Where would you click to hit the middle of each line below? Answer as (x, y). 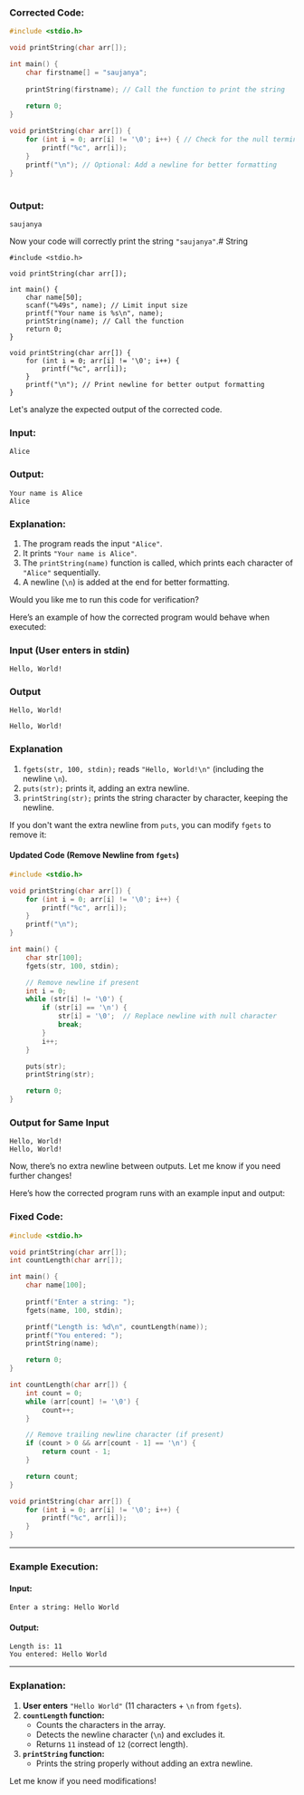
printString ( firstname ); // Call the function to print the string (155, 89)
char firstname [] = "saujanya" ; (86, 72)
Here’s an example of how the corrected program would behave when (139, 617)
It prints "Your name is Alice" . (80, 553)
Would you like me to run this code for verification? (104, 599)
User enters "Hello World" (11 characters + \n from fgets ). (132, 1705)
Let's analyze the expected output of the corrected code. (116, 409)
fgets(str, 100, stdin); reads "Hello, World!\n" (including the (143, 768)
